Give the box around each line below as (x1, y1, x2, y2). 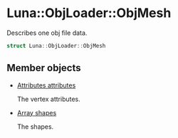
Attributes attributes (16, 80, 76, 90)
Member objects (6, 62, 81, 74)
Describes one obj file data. (6, 28, 88, 37)
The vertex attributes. (16, 95, 81, 103)
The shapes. (16, 122, 54, 131)
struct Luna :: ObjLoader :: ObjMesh (6, 42, 106, 49)
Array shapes (16, 108, 57, 117)
